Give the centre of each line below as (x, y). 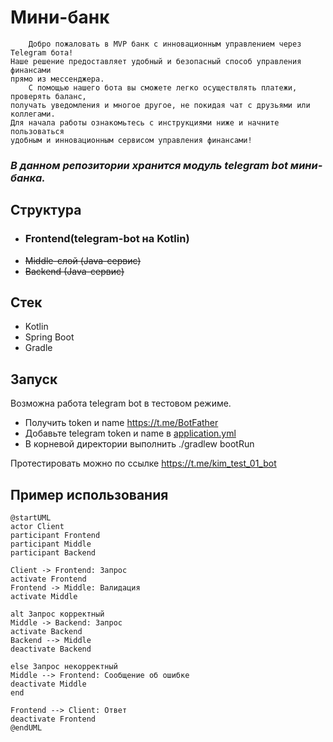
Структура (46, 210)
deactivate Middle (48, 684)
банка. (28, 178)
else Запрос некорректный (64, 666)
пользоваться (37, 131)
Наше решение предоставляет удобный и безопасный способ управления (156, 61)
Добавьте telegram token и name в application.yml (130, 433)
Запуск (34, 379)
